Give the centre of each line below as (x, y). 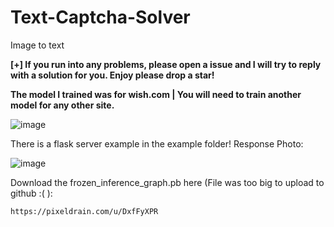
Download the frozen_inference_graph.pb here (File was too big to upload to (167, 182)
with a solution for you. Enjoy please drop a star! (112, 75)
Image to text (37, 45)
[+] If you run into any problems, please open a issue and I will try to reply (166, 64)
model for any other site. (62, 105)
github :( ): (31, 193)
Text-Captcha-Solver (100, 17)
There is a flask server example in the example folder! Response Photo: (157, 143)
